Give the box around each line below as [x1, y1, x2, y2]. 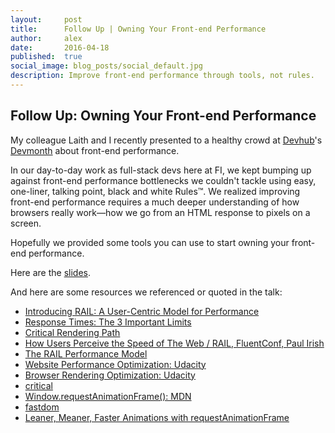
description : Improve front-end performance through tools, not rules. [10, 71, 315, 81]
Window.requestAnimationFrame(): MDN [24, 390, 192, 402]
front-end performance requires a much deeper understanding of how [10, 196, 300, 208]
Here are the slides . [10, 266, 92, 278]
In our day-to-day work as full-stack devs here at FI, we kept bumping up [10, 164, 312, 176]
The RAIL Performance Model [24, 347, 148, 360]
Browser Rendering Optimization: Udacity [24, 369, 196, 381]
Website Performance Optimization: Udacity [24, 358, 207, 370]
